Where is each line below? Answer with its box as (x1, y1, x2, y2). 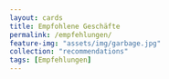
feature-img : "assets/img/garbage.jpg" (9, 38, 162, 48)
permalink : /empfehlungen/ (9, 30, 112, 39)
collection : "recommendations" (9, 47, 129, 56)
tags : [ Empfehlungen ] (9, 55, 92, 64)
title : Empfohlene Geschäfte (9, 22, 121, 31)
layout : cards (9, 13, 64, 23)
